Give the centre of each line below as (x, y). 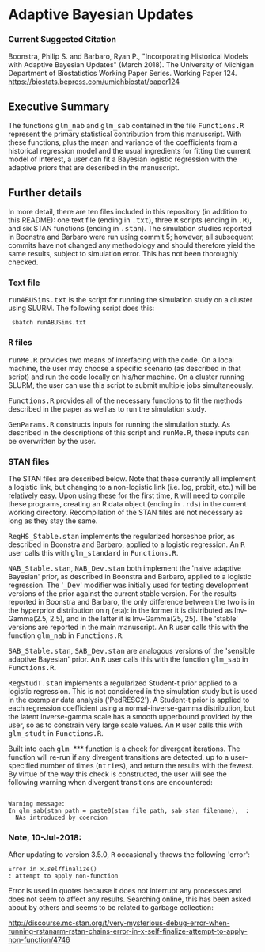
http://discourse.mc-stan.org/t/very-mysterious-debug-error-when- (119, 923)
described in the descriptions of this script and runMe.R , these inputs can (129, 432)
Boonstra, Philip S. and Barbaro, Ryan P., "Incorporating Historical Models (128, 56)
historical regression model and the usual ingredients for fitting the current (129, 151)
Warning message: (37, 804)
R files (21, 343)
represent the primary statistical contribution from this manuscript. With (125, 134)
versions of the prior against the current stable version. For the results (122, 594)
